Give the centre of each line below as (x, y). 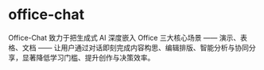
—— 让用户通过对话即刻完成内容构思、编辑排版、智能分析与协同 (143, 47)
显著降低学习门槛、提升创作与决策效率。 (88, 57)
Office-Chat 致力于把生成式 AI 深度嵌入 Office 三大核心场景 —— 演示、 (124, 37)
